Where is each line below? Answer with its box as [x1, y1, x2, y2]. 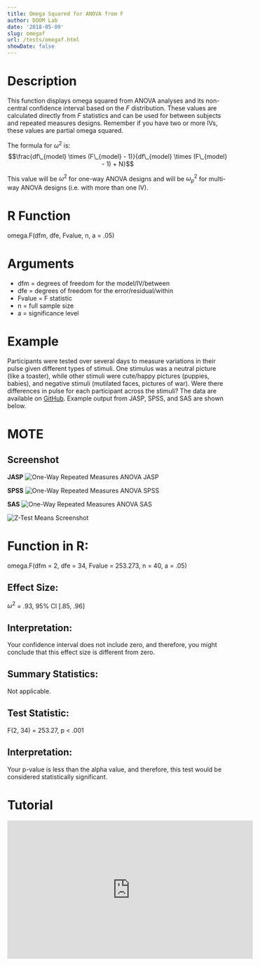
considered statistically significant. [7, 772, 108, 781]
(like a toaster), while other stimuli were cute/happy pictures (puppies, [7, 372, 210, 380]
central [7, 103, 28, 112]
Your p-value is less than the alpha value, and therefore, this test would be [7, 765, 222, 774]
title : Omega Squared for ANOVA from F [7, 10, 124, 18]
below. [7, 401, 27, 410]
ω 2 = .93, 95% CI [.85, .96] [7, 600, 85, 610]
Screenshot [7, 454, 60, 466]
